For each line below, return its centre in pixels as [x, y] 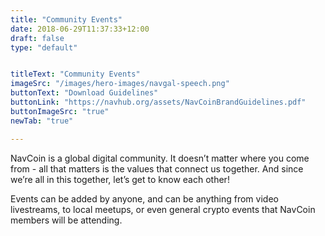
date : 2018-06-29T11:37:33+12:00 [80, 29]
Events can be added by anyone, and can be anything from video [144, 198]
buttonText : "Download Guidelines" [84, 93]
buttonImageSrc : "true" [60, 111]
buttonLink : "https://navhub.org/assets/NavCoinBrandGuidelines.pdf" [158, 102]
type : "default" [44, 47]
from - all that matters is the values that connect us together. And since [157, 168]
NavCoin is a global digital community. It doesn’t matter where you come [160, 158]
